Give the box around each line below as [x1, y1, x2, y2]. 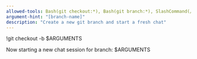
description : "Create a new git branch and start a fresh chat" [6, 19, 167, 25]
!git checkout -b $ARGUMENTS [6, 35, 82, 42]
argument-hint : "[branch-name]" [6, 14, 85, 20]
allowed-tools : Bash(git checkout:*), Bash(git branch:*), [6, 8, 154, 14]
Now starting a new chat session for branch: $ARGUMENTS [6, 46, 151, 53]
